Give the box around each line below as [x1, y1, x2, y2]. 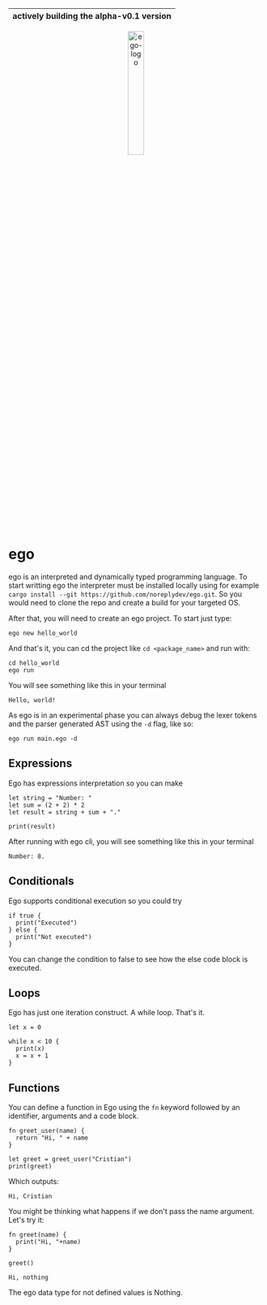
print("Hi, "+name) [15, 1238, 82, 1247]
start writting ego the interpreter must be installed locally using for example [8, 580, 260, 590]
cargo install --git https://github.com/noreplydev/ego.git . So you [8, 588, 243, 599]
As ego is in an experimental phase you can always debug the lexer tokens [8, 710, 257, 720]
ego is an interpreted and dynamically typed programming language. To [8, 571, 248, 581]
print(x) [15, 1044, 45, 1053]
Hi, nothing [8, 1273, 49, 1281]
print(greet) [8, 1162, 53, 1171]
